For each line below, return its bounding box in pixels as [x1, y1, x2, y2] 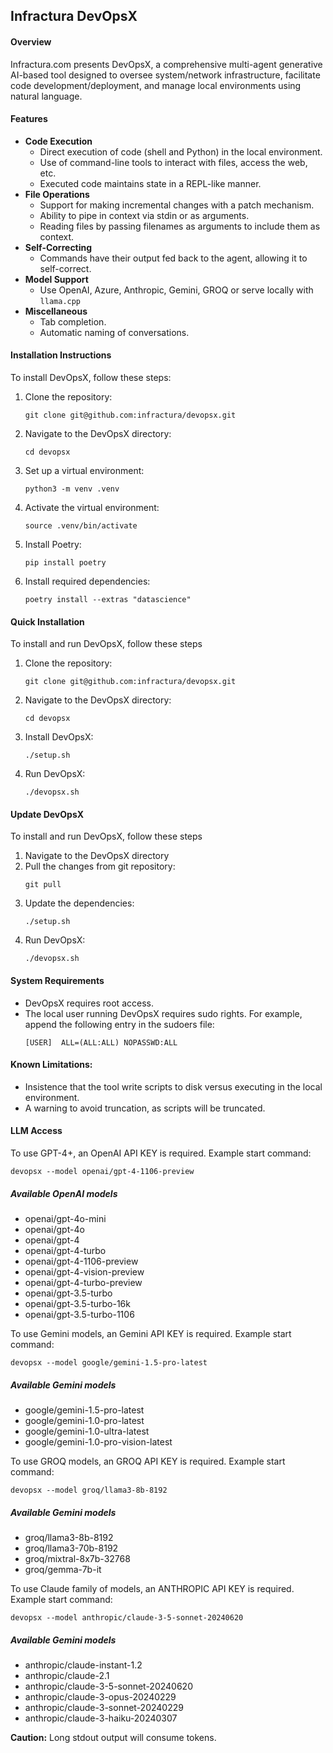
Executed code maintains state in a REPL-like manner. [39, 177, 262, 189]
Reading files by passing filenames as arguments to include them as [39, 220, 321, 232]
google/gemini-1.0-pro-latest [24, 1414, 145, 1426]
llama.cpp [39, 296, 82, 306]
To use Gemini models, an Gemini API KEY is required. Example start [10, 1327, 292, 1339]
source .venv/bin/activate [24, 521, 138, 531]
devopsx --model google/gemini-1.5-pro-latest [10, 1357, 208, 1368]
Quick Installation [10, 615, 85, 628]
